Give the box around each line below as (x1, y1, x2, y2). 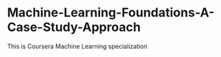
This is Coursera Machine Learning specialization (7, 42, 148, 50)
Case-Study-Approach (7, 19, 141, 35)
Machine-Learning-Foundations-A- (7, 5, 215, 21)
